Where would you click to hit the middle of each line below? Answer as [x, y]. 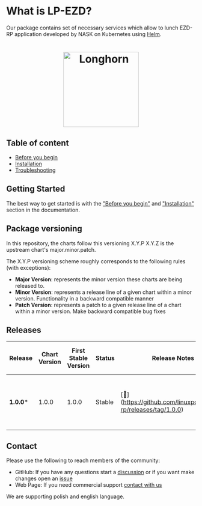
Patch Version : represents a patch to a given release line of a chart [98, 305]
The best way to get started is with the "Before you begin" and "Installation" [100, 203]
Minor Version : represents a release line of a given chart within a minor [103, 292]
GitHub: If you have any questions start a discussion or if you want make [105, 472]
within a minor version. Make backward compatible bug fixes [90, 311]
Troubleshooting [35, 170]
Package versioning [44, 229]
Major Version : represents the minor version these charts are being [99, 279]
